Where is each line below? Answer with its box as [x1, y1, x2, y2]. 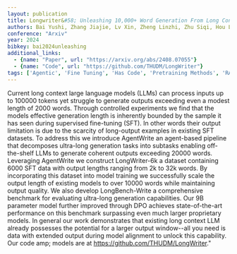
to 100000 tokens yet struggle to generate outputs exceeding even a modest [7, 96, 230, 104]
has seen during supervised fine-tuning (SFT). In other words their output [7, 119, 221, 127]
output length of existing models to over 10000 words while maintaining [7, 179, 215, 187]
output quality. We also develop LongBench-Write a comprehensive [7, 186, 203, 195]
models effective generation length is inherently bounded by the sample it [7, 111, 222, 120]
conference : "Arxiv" [7, 30, 68, 37]
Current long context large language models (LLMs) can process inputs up [7, 89, 224, 97]
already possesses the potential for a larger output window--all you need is [7, 224, 226, 232]
